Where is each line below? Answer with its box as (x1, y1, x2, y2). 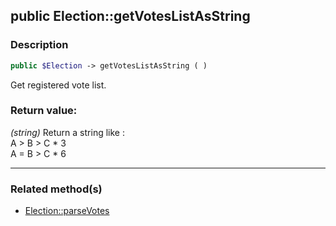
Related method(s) (10, 182, 103, 196)
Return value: (10, 104, 78, 118)
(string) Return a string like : (10, 126, 125, 138)
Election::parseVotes (24, 205, 110, 217)
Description (10, 38, 69, 52)
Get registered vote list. (10, 79, 107, 91)
